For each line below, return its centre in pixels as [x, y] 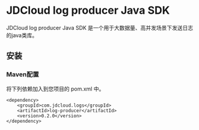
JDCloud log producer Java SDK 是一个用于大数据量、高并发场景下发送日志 [100, 28]
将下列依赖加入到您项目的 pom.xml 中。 [55, 89]
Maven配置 [23, 74]
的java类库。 [22, 35]
